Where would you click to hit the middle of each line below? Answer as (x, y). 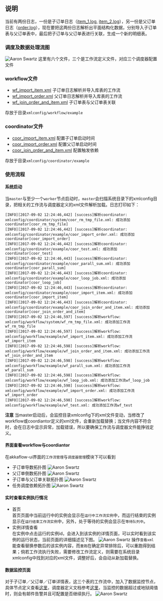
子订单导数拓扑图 (29, 467)
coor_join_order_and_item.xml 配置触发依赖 (55, 150)
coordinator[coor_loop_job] (33, 283)
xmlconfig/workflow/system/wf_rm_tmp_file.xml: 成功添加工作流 (68, 322)
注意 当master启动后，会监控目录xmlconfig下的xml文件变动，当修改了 (75, 415)
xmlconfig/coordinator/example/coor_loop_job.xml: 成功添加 (65, 278)
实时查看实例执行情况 (26, 497)
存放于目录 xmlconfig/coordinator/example (47, 160)
